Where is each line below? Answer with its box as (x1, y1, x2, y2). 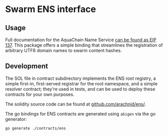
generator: (5, 116, 27, 122)
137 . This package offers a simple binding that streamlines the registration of (5, 42, 163, 48)
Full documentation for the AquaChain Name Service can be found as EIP (5, 37, 156, 43)
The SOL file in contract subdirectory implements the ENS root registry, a (5, 75, 156, 81)
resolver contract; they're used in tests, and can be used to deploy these (5, 86, 155, 92)
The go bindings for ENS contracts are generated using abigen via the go (5, 110, 156, 116)
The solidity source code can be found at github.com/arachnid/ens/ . (5, 101, 146, 107)
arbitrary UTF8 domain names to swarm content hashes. (5, 48, 122, 53)
